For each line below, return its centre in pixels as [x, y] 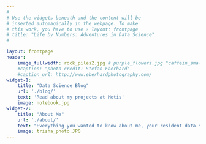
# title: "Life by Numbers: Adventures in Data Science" [81, 35]
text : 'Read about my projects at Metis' [71, 97]
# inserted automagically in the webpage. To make [72, 23]
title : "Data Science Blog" [53, 86]
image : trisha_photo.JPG [49, 131]
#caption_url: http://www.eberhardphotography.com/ [85, 74]
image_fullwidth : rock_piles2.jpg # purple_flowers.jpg [90, 63]
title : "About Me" [41, 114]
